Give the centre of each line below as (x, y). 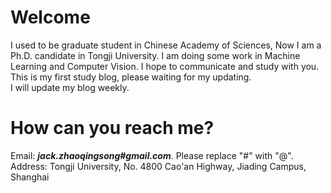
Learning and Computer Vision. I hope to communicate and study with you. (165, 66)
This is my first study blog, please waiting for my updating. (131, 77)
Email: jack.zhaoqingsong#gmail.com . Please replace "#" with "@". (152, 155)
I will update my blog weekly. (70, 87)
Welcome (50, 17)
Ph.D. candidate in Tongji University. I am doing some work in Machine (155, 55)
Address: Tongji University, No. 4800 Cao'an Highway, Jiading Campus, (158, 166)
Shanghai (30, 177)
